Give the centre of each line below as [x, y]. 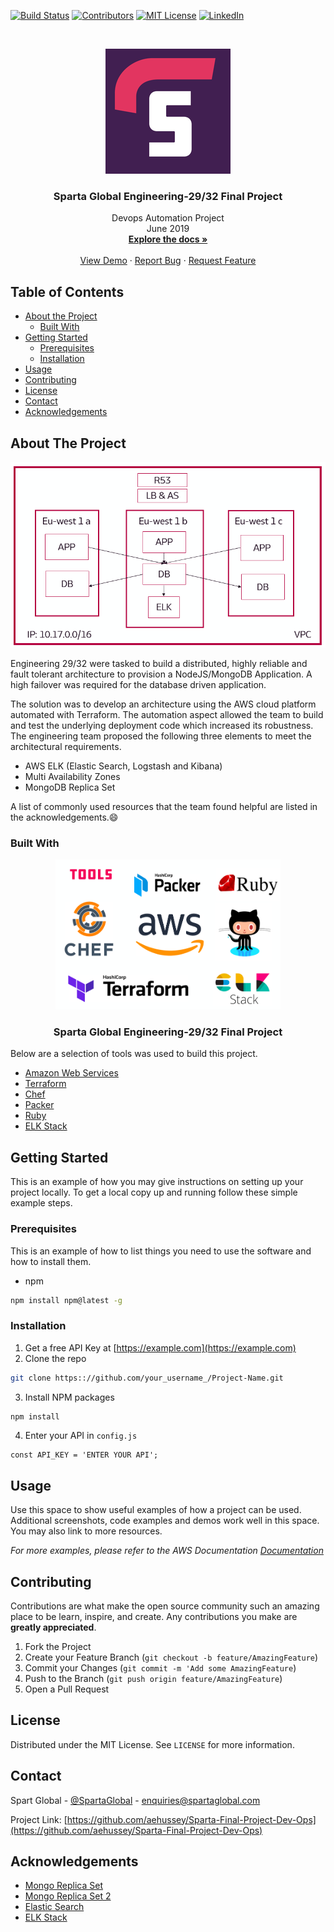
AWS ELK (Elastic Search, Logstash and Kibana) [123, 766]
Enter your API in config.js [81, 1436]
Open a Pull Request [67, 1689]
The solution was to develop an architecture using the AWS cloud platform [163, 704]
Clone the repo [55, 1358]
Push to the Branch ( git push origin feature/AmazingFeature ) [153, 1679]
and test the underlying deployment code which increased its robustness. [162, 725]
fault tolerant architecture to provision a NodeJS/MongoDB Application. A [161, 674]
